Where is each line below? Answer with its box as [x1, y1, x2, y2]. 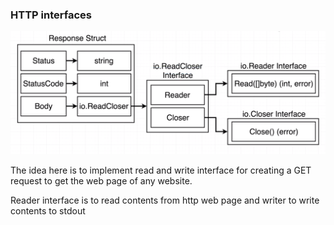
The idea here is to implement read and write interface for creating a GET [10, 164, 312, 176]
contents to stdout [10, 204, 86, 217]
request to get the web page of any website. [10, 174, 193, 187]
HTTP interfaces [10, 8, 92, 22]
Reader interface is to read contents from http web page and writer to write [10, 194, 320, 206]
